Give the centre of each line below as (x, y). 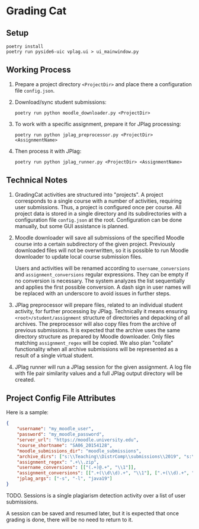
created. (25, 379)
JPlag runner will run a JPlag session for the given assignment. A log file (103, 367)
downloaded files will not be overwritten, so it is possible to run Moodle (102, 250)
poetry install (25, 46)
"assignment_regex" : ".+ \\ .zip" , (58, 462)
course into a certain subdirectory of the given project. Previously (95, 244)
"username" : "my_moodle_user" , (55, 429)
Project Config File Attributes (61, 399)
